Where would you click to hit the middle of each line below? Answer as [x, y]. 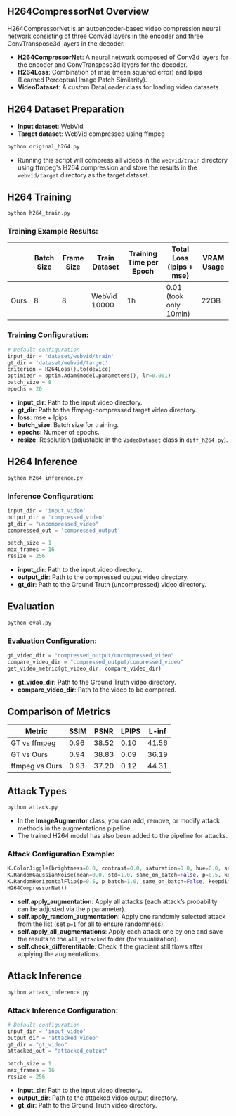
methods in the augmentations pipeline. [74, 828]
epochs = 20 [25, 389]
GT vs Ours [29, 754]
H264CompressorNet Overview [78, 12]
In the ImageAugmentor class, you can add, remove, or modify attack [118, 821]
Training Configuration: [48, 335]
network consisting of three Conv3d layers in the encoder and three [105, 36]
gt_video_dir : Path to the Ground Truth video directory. [97, 682]
